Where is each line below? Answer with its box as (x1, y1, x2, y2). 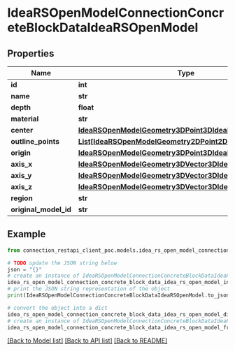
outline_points (10, 137, 59, 146)
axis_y (10, 171, 32, 180)
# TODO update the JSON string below (7, 260, 117, 267)
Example (7, 228, 46, 240)
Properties (7, 47, 55, 59)
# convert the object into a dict (7, 304, 108, 311)
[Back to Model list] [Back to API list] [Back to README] (7, 336, 168, 345)
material (10, 114, 39, 124)
